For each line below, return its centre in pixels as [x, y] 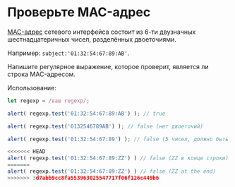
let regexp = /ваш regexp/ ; [49, 101]
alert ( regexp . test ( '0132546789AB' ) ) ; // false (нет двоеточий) [105, 126]
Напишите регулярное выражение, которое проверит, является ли [108, 66]
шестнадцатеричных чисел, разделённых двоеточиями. [92, 39]
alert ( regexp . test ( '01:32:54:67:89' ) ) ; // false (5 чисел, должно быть [118, 139]
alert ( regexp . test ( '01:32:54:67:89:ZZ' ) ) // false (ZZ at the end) [112, 171]
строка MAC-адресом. [41, 74]
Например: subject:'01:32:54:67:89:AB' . [68, 53]
